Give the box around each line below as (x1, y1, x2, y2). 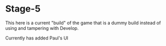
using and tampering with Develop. (5, 25, 79, 31)
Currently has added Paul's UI (5, 35, 68, 41)
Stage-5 (5, 3, 41, 15)
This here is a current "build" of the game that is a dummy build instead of (5, 20, 161, 26)
